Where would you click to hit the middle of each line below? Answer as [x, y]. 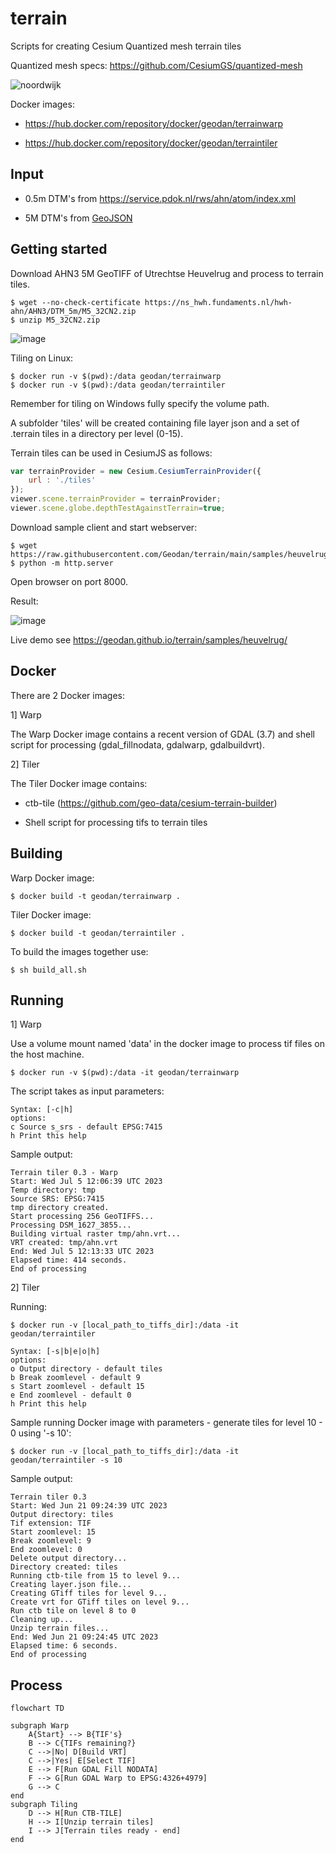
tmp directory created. [60, 1208]
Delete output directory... [69, 1558]
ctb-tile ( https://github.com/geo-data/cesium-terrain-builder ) [151, 803]
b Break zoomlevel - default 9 [75, 1378]
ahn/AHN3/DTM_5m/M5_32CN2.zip [73, 311]
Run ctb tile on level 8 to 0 [73, 1611]
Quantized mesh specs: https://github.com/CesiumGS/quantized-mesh [156, 65]
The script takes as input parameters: [87, 1091]
